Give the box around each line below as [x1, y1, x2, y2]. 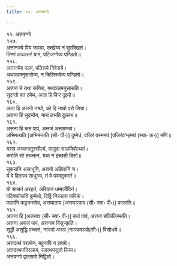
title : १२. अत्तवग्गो [6, 8, 49, 15]
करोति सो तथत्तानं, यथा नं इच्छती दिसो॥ [6, 152, 82, 159]
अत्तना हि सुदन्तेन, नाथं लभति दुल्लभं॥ [6, 111, 77, 119]
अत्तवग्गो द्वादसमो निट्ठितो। [6, 253, 55, 260]
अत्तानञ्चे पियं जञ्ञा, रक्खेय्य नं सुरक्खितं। [6, 44, 87, 51]
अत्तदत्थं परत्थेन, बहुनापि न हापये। [6, 239, 71, 246]
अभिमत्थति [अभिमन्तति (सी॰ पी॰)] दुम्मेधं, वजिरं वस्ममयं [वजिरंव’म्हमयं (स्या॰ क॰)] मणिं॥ [6, 131, 172, 138]
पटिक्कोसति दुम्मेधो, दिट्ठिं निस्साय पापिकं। [6, 192, 85, 199]
